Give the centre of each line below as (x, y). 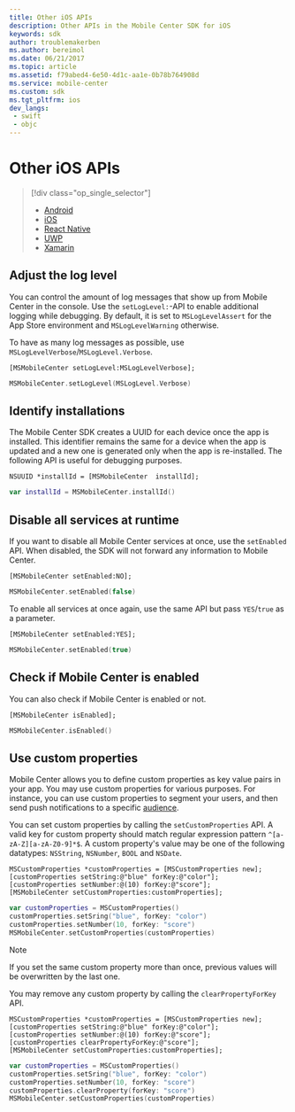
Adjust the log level (63, 276)
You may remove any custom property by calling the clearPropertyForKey (143, 993)
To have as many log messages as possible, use (97, 342)
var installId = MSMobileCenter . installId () (92, 493)
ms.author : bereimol (47, 51)
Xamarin (59, 247)
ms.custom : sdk (37, 91)
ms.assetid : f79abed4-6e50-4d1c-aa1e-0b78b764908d (104, 75)
